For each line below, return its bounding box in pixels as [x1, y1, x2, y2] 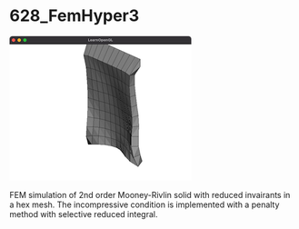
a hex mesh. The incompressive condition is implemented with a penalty [9, 199, 280, 210]
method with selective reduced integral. [9, 208, 158, 219]
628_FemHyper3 [9, 5, 140, 26]
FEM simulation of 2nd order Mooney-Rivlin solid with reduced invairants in [9, 189, 291, 200]
